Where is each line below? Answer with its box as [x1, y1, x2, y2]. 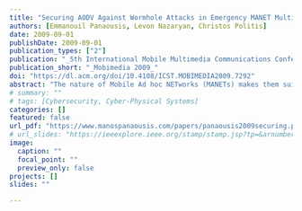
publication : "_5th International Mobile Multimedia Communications [9, 55, 271, 64]
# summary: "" [9, 88, 63, 97]
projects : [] [9, 171, 58, 180]
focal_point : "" [17, 154, 78, 164]
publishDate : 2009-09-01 [9, 38, 102, 48]
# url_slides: [9, 130, 63, 139]
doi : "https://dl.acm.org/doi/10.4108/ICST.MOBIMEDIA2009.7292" [9, 72, 255, 81]
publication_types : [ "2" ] [9, 47, 106, 56]
